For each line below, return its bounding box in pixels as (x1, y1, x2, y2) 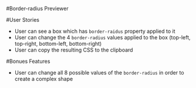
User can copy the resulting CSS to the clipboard (14, 46, 133, 53)
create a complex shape (14, 76, 73, 82)
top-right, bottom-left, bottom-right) (14, 40, 102, 47)
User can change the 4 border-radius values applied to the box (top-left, (14, 34, 191, 40)
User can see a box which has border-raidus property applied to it (14, 28, 175, 35)
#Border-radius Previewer (6, 5, 69, 12)
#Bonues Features (6, 58, 50, 65)
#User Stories (6, 16, 40, 23)
